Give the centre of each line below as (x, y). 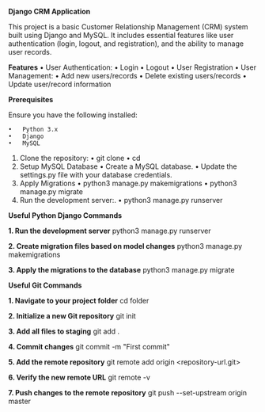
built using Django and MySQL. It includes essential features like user (121, 35)
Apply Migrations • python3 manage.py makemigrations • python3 (128, 183)
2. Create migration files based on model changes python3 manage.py (125, 246)
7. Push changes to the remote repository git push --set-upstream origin (128, 393)
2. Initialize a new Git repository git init (72, 316)
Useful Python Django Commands (65, 216)
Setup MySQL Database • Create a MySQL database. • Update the (128, 166)
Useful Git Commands (45, 285)
